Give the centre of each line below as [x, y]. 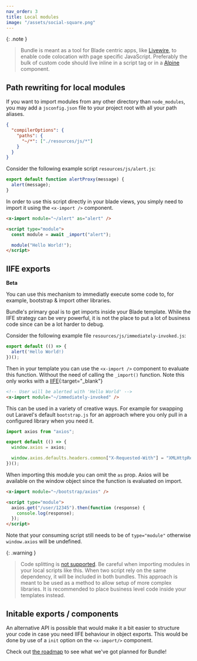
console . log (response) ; [46, 513]
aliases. [15, 114]
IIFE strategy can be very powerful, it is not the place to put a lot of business [98, 318]
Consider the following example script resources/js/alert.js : [81, 169]
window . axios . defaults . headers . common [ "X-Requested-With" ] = [88, 458]
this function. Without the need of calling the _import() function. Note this [95, 374]
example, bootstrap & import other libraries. [59, 301]
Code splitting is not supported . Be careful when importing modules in [105, 564]
